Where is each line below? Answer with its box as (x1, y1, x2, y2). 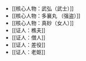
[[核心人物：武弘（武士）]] (11, 5, 74, 12)
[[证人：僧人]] (11, 34, 46, 41)
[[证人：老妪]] (11, 49, 46, 55)
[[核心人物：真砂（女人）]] (11, 20, 74, 26)
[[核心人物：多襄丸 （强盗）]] (11, 12, 81, 19)
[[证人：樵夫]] (11, 27, 46, 34)
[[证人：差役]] (11, 41, 46, 48)
